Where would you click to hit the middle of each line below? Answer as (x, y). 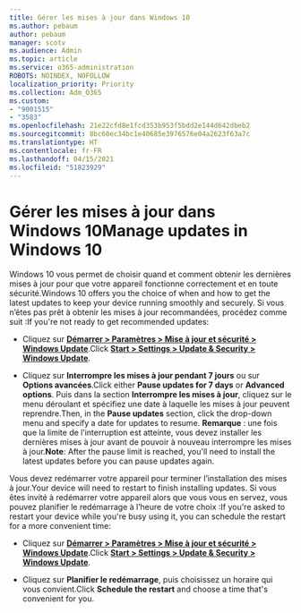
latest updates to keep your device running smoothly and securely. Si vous (147, 303)
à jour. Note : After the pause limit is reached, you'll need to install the (149, 452)
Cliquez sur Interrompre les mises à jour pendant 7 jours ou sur (141, 376)
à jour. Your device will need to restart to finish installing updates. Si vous (143, 488)
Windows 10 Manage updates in (129, 230)
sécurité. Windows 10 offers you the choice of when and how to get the (140, 294)
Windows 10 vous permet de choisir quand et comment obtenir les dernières (150, 275)
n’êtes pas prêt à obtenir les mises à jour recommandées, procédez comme (148, 312)
